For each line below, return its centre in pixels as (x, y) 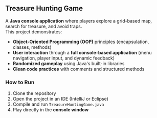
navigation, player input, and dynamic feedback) (64, 58)
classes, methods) (32, 47)
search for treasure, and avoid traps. (44, 26)
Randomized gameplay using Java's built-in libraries (69, 63)
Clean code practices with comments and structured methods (78, 69)
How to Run (20, 82)
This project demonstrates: (34, 32)
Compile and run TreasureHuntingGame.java (58, 104)
